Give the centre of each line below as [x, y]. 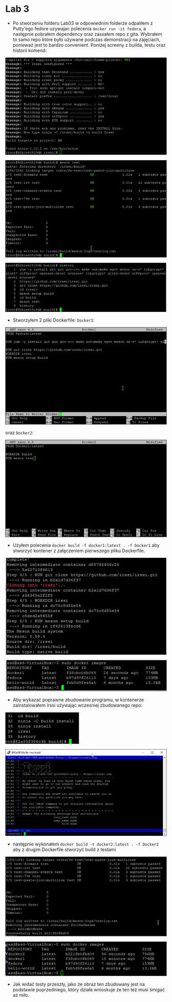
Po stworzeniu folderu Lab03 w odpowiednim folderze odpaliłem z [83, 23]
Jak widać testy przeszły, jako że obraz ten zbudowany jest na [79, 984]
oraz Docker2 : [19, 433]
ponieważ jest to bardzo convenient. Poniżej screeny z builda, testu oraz [89, 45]
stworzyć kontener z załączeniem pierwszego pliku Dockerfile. [79, 551]
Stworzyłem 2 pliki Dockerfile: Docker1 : [53, 320]
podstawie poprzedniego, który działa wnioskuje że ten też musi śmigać [89, 990]
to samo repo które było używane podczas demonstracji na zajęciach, [87, 40]
